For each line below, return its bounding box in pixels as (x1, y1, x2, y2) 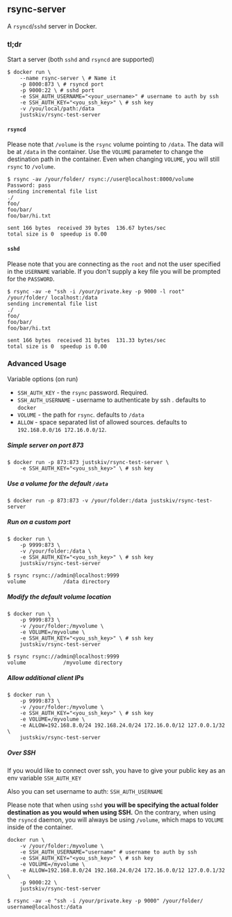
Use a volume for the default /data (7, 479, 109, 488)
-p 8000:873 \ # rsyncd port (19, 81, 104, 88)
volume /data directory (7, 578, 110, 585)
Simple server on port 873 (7, 441, 84, 449)
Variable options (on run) (7, 374, 78, 383)
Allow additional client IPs (7, 674, 85, 682)
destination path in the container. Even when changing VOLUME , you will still (7, 155, 220, 164)
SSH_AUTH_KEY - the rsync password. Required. (17, 388, 149, 396)
